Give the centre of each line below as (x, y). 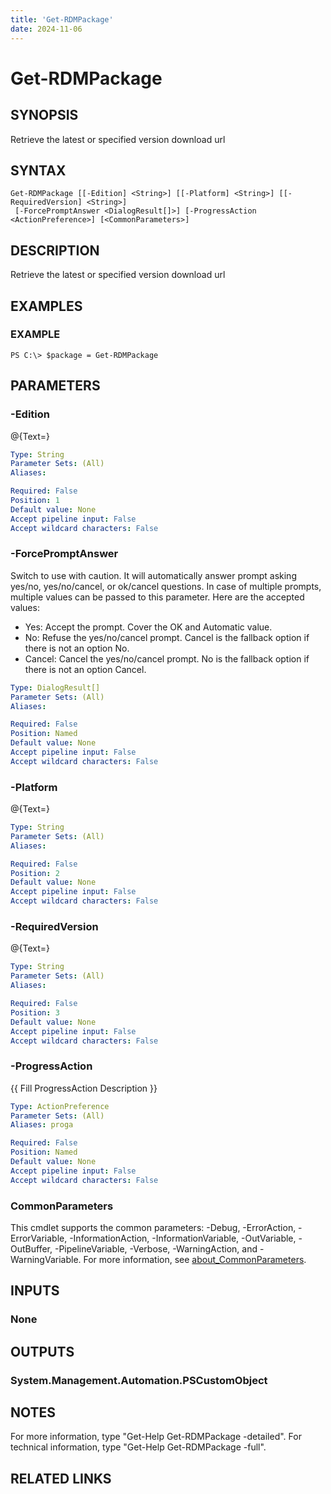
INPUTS (35, 1291)
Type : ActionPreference (60, 1106)
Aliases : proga (42, 1125)
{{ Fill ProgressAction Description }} (84, 1088)
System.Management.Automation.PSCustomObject (139, 1380)
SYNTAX (38, 170)
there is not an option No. (77, 648)
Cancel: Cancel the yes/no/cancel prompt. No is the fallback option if (167, 658)
